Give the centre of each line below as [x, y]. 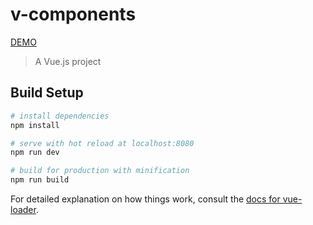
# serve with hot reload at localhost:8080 [102, 143]
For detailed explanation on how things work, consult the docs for [145, 199]
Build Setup [47, 93]
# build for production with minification [100, 171]
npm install [35, 125]
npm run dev [35, 153]
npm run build [40, 180]
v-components [73, 14]
